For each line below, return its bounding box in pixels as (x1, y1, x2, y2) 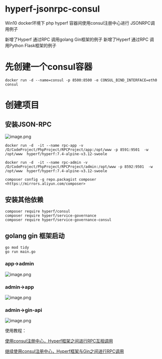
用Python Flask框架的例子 (5, 42, 57, 48)
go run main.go (5, 249, 36, 254)
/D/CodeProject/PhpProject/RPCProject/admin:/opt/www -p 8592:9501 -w (5, 164, 153, 169)
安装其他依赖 (5, 196, 44, 204)
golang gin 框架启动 (5, 232, 65, 240)
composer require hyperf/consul (5, 209, 70, 214)
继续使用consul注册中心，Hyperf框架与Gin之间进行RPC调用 (5, 348, 124, 354)
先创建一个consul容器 (5, 62, 93, 72)
